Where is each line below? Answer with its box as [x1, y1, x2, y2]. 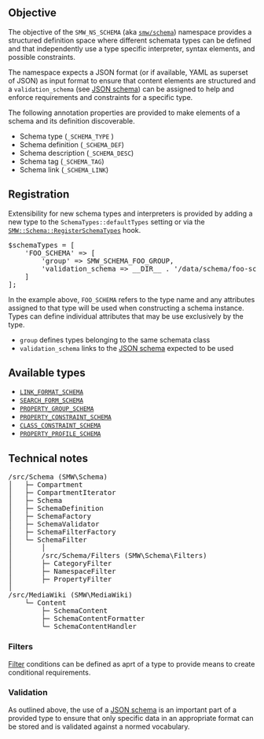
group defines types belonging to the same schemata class [19, 334, 211, 345]
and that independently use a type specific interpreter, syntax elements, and [8, 43, 255, 54]
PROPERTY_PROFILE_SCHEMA [19, 430, 101, 438]
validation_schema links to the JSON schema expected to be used [19, 343, 234, 353]
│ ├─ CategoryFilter [8, 559, 112, 568]
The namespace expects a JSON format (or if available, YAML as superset [8, 67, 249, 77]
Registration [8, 188, 70, 201]
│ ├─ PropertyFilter [8, 575, 112, 584]
